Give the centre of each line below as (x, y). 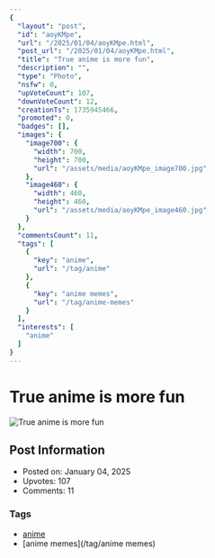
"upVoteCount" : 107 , (56, 93)
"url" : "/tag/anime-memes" (84, 302)
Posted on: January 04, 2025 (76, 472)
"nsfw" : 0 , (38, 85)
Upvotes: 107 (46, 481)
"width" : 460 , (60, 193)
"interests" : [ (46, 328)
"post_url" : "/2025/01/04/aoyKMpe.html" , (96, 51)
